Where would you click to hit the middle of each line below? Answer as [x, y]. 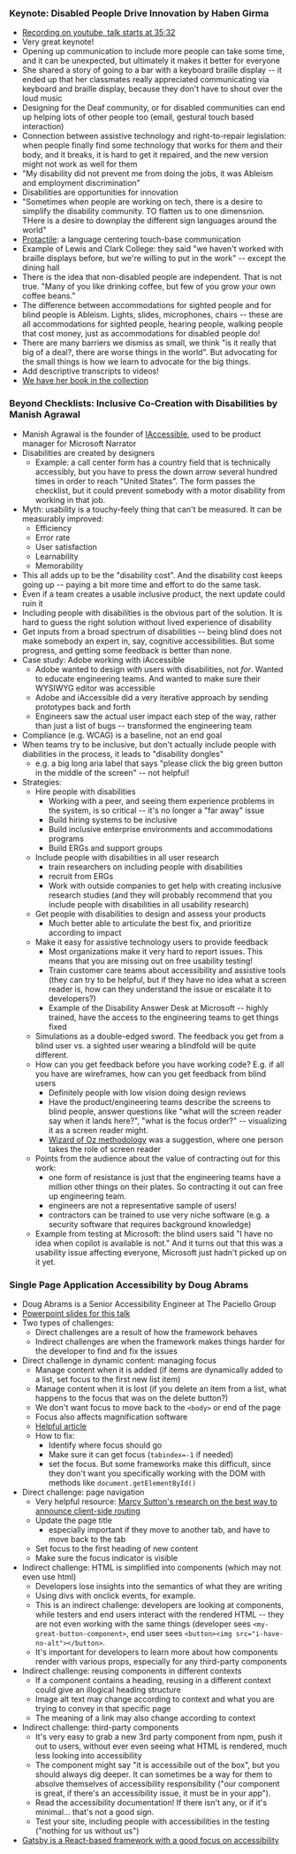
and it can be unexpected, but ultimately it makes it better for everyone [151, 61]
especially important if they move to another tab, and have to [159, 1529]
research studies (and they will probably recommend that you [160, 895]
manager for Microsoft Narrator [79, 443]
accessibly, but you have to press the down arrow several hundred [156, 471]
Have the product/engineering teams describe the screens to [159, 1101]
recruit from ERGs [81, 876]
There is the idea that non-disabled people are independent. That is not [152, 277]
